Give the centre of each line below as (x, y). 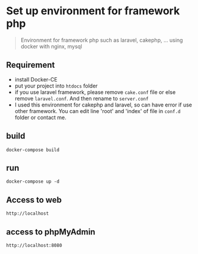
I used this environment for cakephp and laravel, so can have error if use (103, 105)
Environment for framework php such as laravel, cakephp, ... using (102, 40)
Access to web (34, 200)
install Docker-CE (36, 79)
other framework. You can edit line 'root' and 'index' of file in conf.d (98, 111)
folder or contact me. (41, 117)
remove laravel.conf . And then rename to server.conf (82, 98)
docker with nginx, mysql (51, 46)
